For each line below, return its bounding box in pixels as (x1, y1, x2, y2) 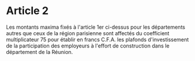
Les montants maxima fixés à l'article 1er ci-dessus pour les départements (6, 23, 186, 30)
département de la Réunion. (6, 48, 73, 55)
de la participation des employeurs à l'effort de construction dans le (6, 42, 170, 49)
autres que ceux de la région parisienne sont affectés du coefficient (6, 29, 170, 36)
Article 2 (6, 4, 49, 18)
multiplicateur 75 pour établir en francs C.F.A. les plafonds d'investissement (6, 36, 189, 43)
